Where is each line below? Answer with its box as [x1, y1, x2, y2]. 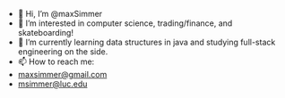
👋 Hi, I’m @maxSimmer [17, 9, 103, 19]
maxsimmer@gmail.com [17, 69, 108, 79]
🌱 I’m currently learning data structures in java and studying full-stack [17, 37, 276, 47]
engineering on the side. [17, 46, 108, 57]
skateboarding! [17, 28, 74, 37]
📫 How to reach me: [17, 56, 95, 67]
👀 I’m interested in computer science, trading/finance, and [17, 18, 233, 29]
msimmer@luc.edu [17, 78, 88, 89]
